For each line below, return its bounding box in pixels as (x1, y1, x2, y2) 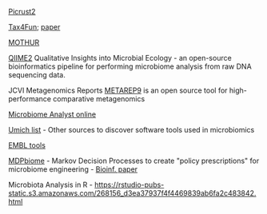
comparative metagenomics (53, 94, 145, 103)
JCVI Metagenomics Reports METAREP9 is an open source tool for (8, 85, 228, 95)
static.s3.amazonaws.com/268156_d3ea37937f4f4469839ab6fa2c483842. (8, 188, 257, 198)
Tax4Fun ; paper (8, 22, 61, 31)
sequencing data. (8, 70, 66, 79)
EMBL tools (8, 141, 46, 150)
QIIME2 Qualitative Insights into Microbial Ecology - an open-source (8, 53, 232, 62)
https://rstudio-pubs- (94, 180, 165, 189)
